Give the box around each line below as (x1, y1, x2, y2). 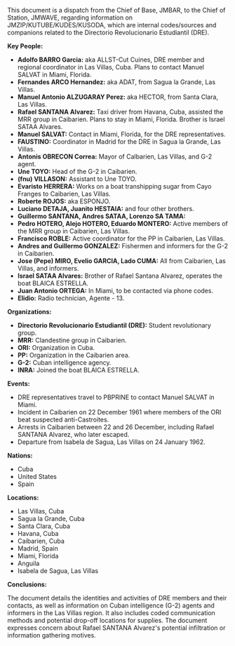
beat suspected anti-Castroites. (17, 415, 109, 424)
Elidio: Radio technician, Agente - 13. (17, 294, 125, 302)
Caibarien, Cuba (17, 537, 65, 545)
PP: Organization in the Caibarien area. (17, 351, 130, 359)
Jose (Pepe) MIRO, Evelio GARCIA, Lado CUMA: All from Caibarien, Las (17, 257, 226, 265)
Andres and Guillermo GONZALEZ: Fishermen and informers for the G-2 (17, 242, 228, 250)
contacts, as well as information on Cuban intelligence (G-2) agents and (7, 601, 215, 610)
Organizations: (7, 308, 52, 316)
